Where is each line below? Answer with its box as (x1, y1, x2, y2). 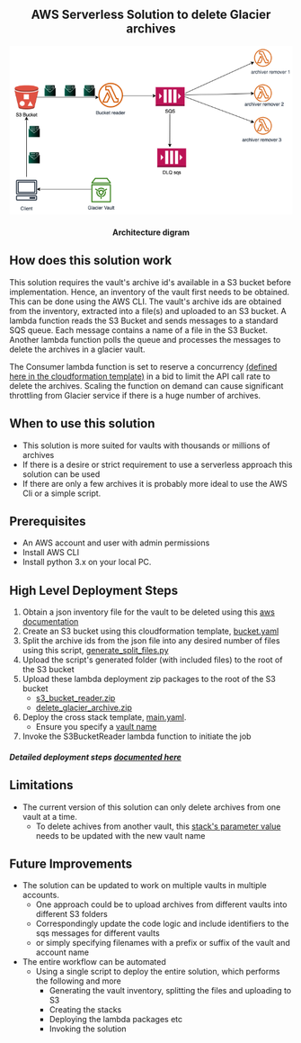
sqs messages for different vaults (35, 928, 160, 939)
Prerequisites (9, 514, 86, 529)
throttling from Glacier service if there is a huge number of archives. (9, 390, 261, 400)
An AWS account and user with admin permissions (22, 537, 210, 548)
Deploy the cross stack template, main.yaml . (22, 712, 187, 723)
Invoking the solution (49, 1023, 128, 1034)
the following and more (35, 976, 121, 986)
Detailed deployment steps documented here (9, 751, 182, 762)
